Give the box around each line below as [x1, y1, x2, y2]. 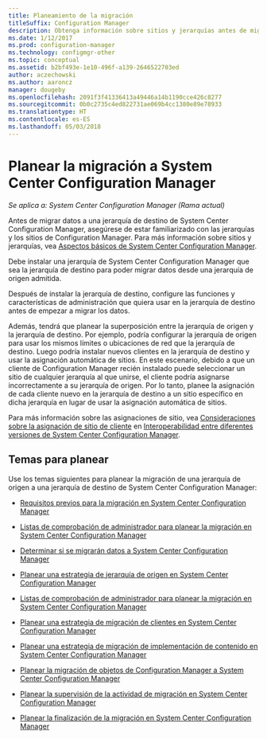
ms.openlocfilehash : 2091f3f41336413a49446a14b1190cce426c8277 [8, 93, 222, 101]
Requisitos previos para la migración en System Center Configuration [19, 498, 246, 507]
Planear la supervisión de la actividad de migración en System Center [19, 689, 248, 698]
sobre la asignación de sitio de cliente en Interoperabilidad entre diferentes [8, 421, 253, 431]
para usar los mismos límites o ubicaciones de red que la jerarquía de [8, 338, 236, 347]
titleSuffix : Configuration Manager [8, 19, 130, 27]
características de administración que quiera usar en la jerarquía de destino [8, 297, 256, 307]
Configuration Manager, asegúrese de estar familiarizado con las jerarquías [8, 224, 255, 233]
